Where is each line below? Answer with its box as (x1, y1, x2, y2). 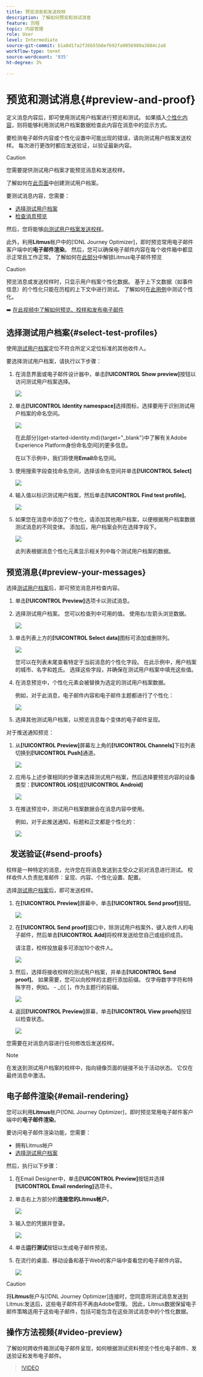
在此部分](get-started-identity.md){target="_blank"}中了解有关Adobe (14, 434, 187, 441)
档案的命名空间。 (20, 410, 63, 417)
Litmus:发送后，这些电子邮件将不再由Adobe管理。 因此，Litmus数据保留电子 (6, 1300, 196, 1307)
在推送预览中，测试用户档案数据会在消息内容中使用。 (14, 805, 148, 813)
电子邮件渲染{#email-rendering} (6, 1091, 129, 1101)
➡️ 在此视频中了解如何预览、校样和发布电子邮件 (6, 306, 124, 314)
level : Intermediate (6, 37, 59, 43)
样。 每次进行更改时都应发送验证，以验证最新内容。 (6, 142, 135, 149)
